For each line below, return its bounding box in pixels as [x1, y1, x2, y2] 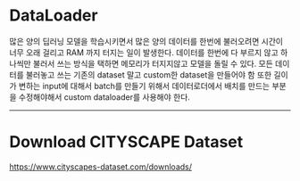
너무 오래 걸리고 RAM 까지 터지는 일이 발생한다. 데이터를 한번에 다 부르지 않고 [9, 46, 279, 58]
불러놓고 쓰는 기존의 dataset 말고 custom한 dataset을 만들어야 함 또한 [25, 69, 272, 80]
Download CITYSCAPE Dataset [9, 132, 244, 152]
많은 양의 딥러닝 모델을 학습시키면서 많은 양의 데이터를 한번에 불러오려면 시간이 [9, 36, 284, 46]
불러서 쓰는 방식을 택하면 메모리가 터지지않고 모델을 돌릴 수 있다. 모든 [32, 58, 274, 69]
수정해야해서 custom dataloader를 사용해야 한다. [18, 91, 190, 103]
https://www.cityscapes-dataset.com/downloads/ [9, 161, 192, 172]
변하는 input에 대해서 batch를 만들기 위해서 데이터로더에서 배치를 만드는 [18, 80, 271, 91]
